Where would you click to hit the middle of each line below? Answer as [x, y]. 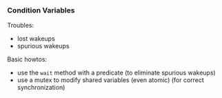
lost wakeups [36, 39]
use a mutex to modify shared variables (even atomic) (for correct [111, 80]
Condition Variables [41, 10]
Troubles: [21, 26]
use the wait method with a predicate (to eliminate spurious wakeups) [116, 73]
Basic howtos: [27, 59]
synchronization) [41, 88]
